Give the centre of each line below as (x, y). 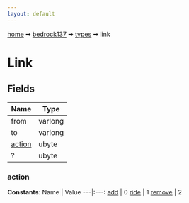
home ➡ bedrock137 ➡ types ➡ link (59, 34)
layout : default (31, 14)
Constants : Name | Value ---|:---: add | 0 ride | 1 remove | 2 (95, 192)
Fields (21, 89)
